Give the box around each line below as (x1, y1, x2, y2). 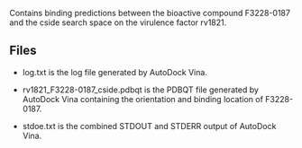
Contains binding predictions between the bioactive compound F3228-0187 (9, 8, 291, 18)
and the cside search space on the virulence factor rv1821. (9, 17, 227, 28)
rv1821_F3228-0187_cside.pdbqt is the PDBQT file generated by (22, 84, 260, 95)
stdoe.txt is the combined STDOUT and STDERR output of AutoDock (22, 120, 277, 131)
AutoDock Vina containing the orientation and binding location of (22, 93, 264, 104)
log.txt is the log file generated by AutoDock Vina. (22, 66, 207, 77)
